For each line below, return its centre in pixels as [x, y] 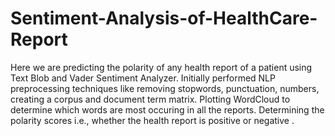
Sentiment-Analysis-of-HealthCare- [164, 18]
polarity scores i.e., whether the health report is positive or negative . [152, 120]
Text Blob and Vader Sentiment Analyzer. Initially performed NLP [143, 78]
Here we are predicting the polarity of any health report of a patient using [161, 67]
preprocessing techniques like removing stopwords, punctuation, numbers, [165, 88]
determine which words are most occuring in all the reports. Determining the [167, 109]
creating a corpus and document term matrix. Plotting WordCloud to [150, 99]
